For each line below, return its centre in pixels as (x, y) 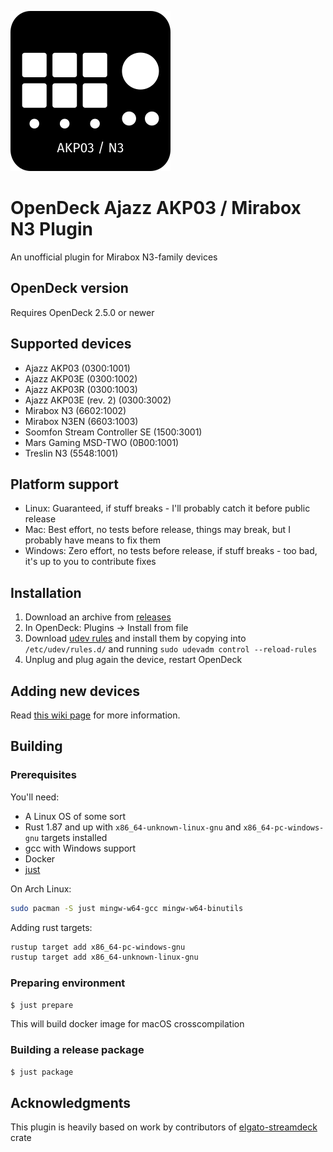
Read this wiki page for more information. (95, 715)
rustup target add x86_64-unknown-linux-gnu (104, 957)
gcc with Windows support (80, 848)
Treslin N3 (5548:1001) (71, 453)
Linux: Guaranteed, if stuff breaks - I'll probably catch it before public (167, 508)
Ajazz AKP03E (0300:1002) (81, 378)
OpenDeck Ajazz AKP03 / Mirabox (156, 208)
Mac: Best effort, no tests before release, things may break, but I (157, 530)
